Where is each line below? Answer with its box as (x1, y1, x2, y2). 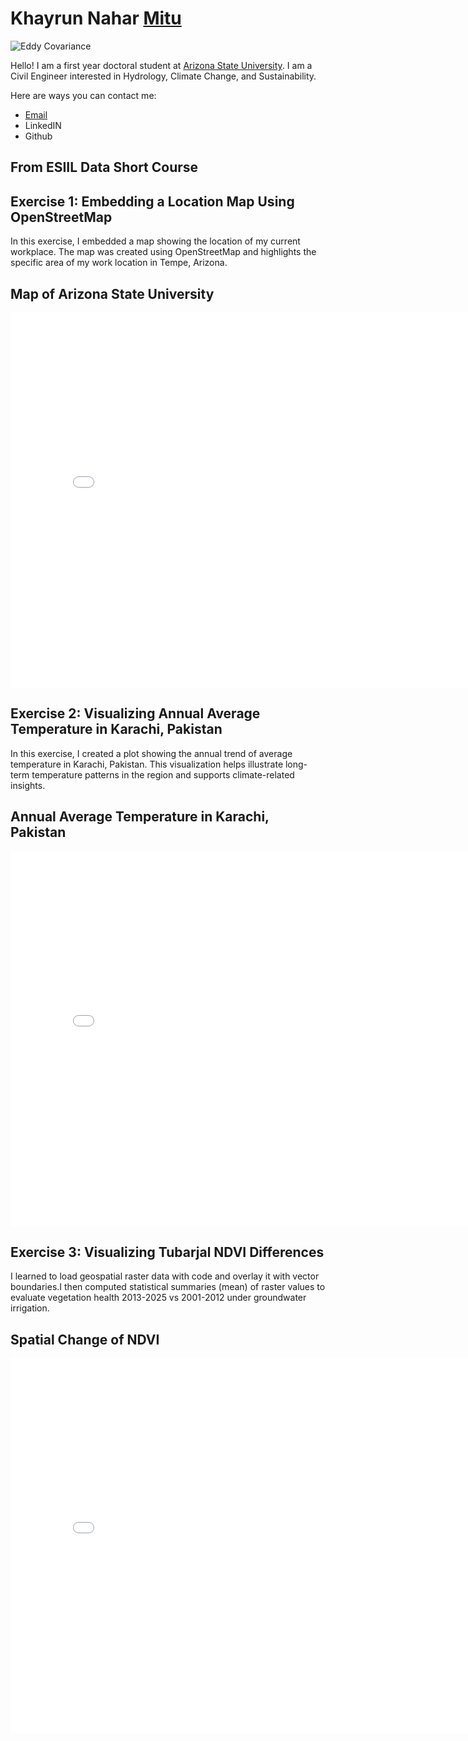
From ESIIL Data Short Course (10, 159, 199, 176)
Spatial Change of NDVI (10, 1331, 160, 1348)
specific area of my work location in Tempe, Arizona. (10, 257, 228, 269)
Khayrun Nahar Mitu (10, 7, 182, 30)
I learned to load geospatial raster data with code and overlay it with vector (10, 1270, 320, 1282)
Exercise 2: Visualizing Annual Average (10, 705, 261, 722)
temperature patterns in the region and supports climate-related (31, 768, 295, 781)
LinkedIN (24, 119, 62, 131)
